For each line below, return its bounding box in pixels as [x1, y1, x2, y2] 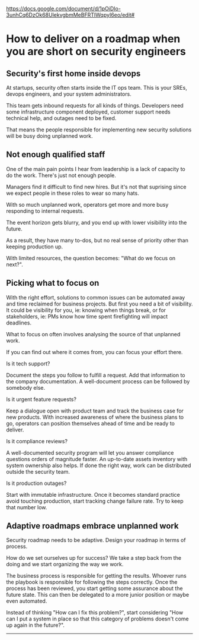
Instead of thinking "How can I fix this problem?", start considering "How [6, 609, 184, 616]
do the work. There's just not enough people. [6, 172, 117, 179]
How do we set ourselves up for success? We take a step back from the [6, 554, 182, 562]
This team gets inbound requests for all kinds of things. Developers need [6, 102, 184, 109]
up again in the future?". [6, 622, 65, 629]
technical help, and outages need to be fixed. [6, 115, 117, 121]
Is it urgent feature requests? [6, 395, 77, 403]
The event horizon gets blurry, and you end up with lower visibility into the [6, 219, 187, 226]
